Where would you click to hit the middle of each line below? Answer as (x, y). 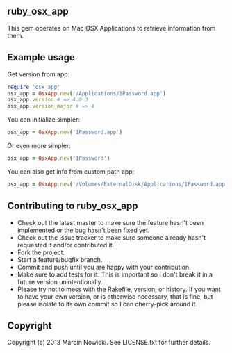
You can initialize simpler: (44, 120)
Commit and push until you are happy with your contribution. (104, 267)
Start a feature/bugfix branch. (60, 259)
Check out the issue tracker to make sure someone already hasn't (111, 237)
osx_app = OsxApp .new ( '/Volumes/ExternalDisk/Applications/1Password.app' (118, 184)
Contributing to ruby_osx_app (73, 206)
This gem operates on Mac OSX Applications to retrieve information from (111, 28)
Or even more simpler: (39, 146)
